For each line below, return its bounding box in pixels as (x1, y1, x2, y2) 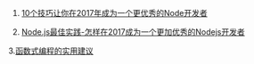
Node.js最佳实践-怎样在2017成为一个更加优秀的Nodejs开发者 (20, 27, 246, 37)
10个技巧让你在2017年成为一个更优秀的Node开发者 (20, 8, 208, 18)
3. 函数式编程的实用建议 (8, 45, 94, 56)
